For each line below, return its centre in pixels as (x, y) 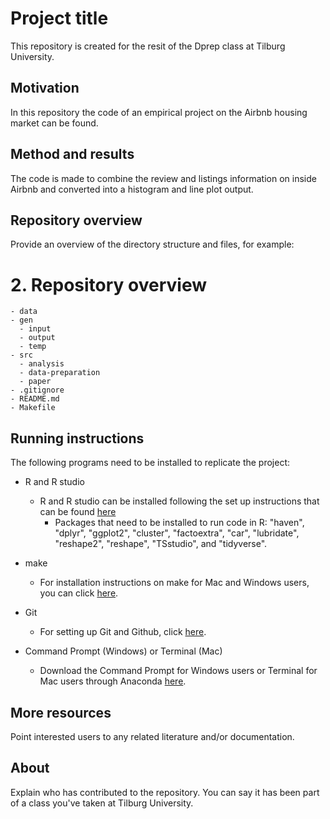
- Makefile (33, 408)
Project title (59, 18)
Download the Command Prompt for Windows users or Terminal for (178, 671)
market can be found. (54, 123)
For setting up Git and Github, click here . (123, 632)
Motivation (45, 88)
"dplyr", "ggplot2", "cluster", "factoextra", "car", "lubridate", (177, 533)
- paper (35, 382)
